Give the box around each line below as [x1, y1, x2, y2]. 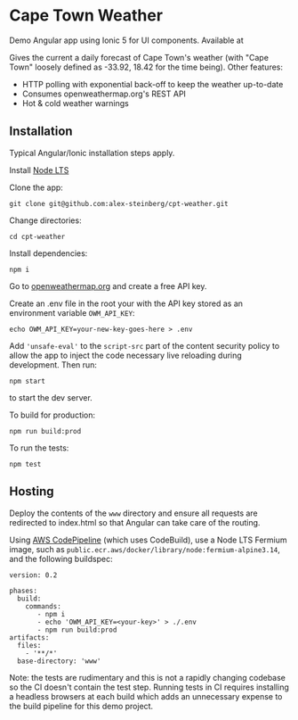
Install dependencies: [9, 247, 88, 259]
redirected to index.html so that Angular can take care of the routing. [9, 517, 261, 527]
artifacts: [9, 633, 50, 642]
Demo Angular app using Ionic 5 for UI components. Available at [9, 35, 245, 46]
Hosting [9, 484, 55, 500]
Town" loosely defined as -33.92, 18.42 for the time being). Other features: [9, 62, 283, 72]
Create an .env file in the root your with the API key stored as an [9, 298, 243, 309]
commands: [25, 601, 62, 611]
